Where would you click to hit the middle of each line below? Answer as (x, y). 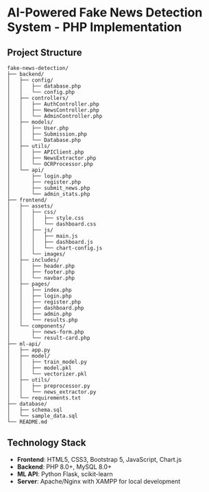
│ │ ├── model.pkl (39, 368)
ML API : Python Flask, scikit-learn (65, 473)
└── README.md (27, 422)
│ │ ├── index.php (39, 290)
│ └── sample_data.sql (42, 416)
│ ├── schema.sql (35, 410)
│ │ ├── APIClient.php (46, 152)
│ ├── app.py (29, 350)
